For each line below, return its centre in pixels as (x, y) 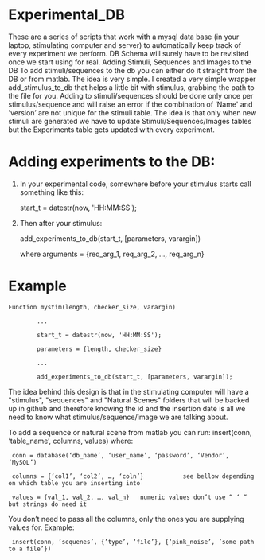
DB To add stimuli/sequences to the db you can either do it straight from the (133, 70)
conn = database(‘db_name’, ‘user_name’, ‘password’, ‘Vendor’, (120, 455)
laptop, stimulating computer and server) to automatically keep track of (125, 45)
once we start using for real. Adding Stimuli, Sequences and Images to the (130, 62)
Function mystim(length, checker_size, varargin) (92, 307)
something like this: (51, 192)
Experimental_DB (67, 15)
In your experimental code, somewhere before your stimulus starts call (136, 184)
